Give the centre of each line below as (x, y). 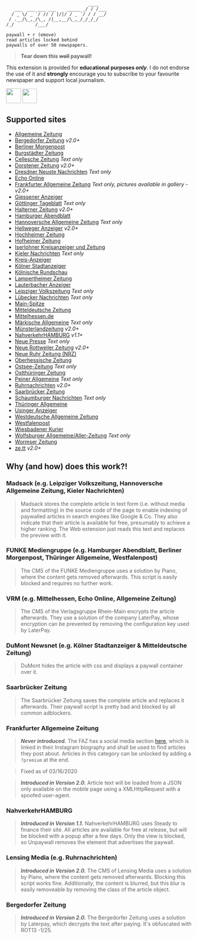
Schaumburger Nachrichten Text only (60, 398)
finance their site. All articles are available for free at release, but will (104, 830)
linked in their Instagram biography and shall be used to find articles (103, 747)
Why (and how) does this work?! (67, 467)
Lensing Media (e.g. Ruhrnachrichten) (62, 858)
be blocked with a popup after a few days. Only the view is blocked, (103, 836)
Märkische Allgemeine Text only (54, 322)
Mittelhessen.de (34, 316)
